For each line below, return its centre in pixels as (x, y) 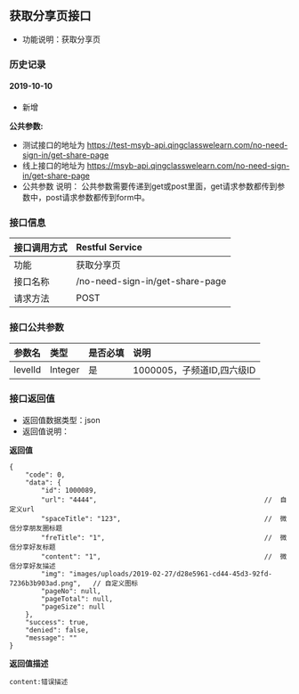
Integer (65, 370)
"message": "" (51, 638)
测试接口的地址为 (53, 144)
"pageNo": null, (71, 591)
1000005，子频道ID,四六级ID (194, 370)
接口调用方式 (41, 248)
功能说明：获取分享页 (61, 39)
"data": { (44, 482)
